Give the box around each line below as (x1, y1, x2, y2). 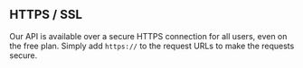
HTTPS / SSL (9, 7, 83, 22)
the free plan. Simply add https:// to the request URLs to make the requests (9, 40, 295, 51)
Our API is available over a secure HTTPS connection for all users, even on (9, 30, 288, 41)
